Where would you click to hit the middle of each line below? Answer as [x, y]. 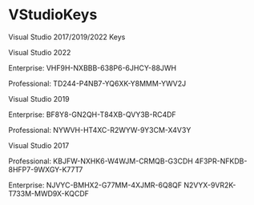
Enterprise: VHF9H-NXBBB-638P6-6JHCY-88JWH [93, 68]
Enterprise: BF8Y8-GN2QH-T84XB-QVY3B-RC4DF [92, 115]
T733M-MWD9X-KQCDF [49, 193]
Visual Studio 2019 [39, 98]
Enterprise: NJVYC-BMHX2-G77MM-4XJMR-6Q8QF [95, 185]
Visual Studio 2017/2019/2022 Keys [67, 37]
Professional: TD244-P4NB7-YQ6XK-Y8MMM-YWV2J [97, 83]
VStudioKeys [53, 15]
